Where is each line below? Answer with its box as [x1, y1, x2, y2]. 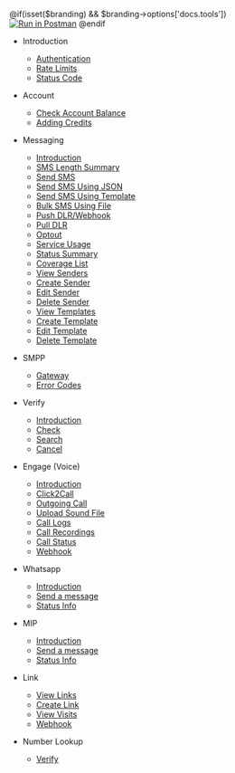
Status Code [35, 72, 83, 83]
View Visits [35, 709, 78, 720]
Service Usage [35, 239, 92, 249]
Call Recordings [35, 527, 96, 538]
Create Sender [35, 277, 90, 288]
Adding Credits [35, 118, 92, 128]
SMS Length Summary [35, 162, 120, 172]
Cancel [35, 444, 63, 454]
